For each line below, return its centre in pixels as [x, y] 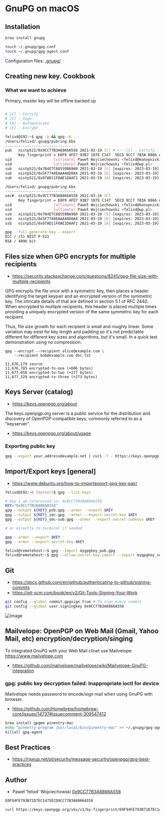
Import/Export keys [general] [51, 471]
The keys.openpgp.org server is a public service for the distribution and [78, 413]
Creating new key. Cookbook [50, 76]
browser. [14, 699]
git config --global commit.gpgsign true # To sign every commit [73, 602]
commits [21, 588]
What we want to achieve [36, 90]
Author [16, 780]
